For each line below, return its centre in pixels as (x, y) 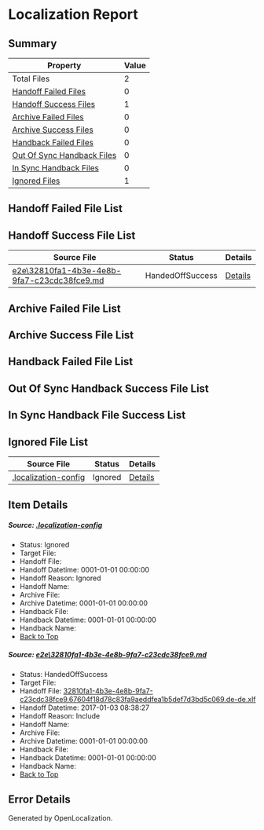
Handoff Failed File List (66, 208)
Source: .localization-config (55, 525)
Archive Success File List (71, 335)
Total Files (31, 79)
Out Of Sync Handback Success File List (109, 388)
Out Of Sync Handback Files (64, 155)
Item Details (38, 505)
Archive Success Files (53, 130)
